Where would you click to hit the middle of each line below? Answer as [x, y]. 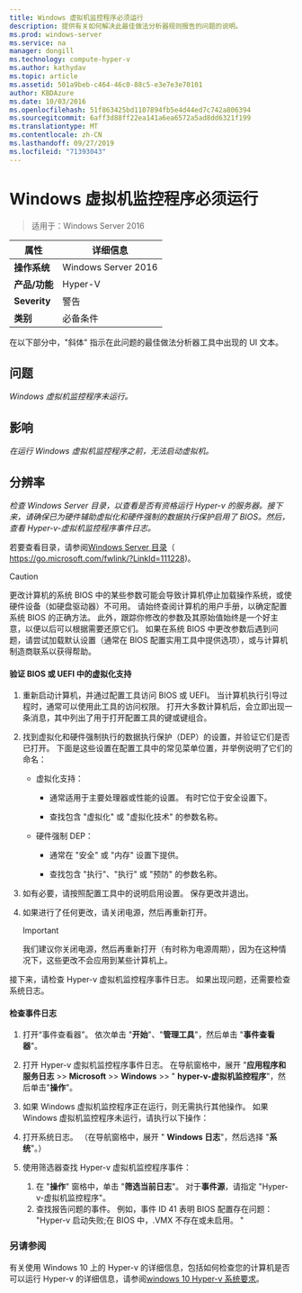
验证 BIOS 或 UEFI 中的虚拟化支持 [71, 674]
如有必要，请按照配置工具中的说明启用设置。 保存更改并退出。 [138, 893]
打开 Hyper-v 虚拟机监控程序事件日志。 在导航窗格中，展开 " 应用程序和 [154, 1065]
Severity [32, 301]
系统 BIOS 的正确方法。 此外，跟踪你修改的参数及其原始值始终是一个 [136, 617]
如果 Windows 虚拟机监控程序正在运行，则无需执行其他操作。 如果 [145, 1107]
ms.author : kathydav [48, 68]
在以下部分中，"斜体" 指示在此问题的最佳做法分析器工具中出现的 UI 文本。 [147, 342]
